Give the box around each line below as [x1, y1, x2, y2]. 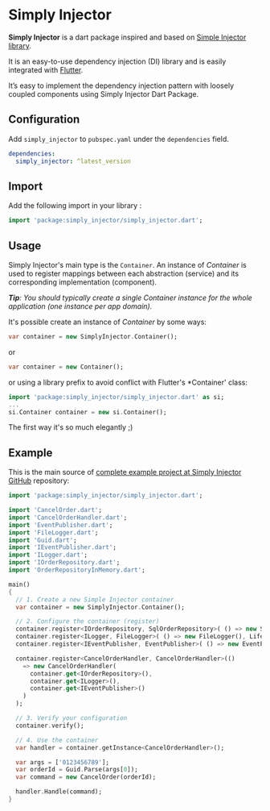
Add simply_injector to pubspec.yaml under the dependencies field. [8, 134, 229, 143]
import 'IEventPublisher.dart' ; [8, 543, 117, 551]
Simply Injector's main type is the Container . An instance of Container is [8, 260, 247, 269]
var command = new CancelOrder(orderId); [15, 773, 157, 781]
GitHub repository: [8, 476, 70, 485]
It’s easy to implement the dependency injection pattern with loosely [8, 81, 235, 90]
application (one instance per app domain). [8, 302, 153, 311]
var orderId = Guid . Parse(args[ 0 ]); [15, 766, 138, 774]
